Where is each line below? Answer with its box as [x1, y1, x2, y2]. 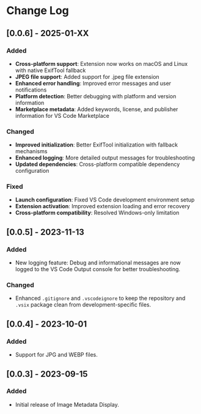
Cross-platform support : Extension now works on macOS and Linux [15, 60, 188, 67]
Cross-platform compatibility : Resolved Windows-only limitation [15, 209, 180, 217]
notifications [15, 86, 47, 93]
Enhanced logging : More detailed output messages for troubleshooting [15, 154, 196, 162]
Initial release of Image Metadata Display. [15, 401, 119, 408]
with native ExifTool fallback [15, 67, 86, 74]
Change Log [6, 4, 69, 18]
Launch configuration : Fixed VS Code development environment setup [15, 196, 195, 203]
